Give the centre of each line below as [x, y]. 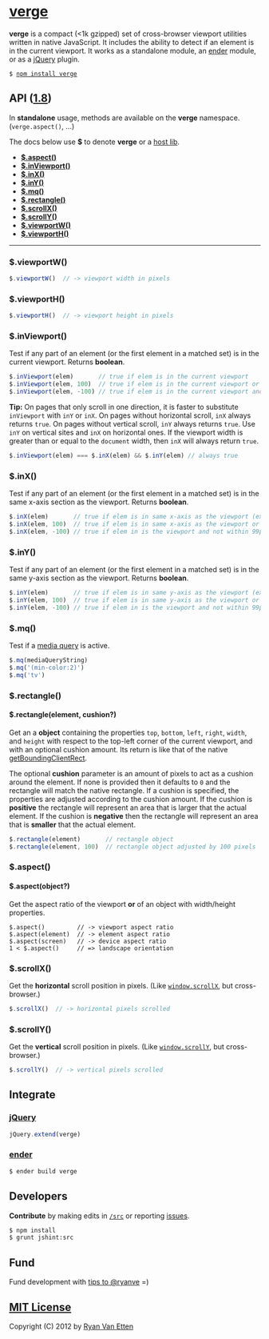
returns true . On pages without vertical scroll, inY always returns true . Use [133, 424]
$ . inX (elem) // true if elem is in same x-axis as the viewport [129, 517]
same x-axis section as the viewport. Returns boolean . [99, 502]
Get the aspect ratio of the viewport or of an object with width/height [123, 904]
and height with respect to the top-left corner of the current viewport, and [131, 741]
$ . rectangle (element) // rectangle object [91, 839]
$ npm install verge [44, 74]
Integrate [32, 1095]
